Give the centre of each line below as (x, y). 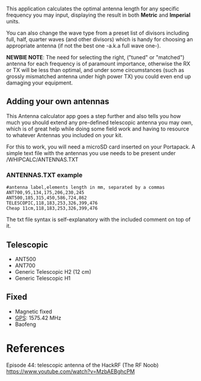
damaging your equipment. (40, 83)
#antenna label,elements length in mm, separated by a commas (85, 188)
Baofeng (25, 324)
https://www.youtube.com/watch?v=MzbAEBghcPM (70, 371)
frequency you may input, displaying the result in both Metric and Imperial (98, 15)
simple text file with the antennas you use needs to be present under (91, 153)
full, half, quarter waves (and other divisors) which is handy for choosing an (100, 39)
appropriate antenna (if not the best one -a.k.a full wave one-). (83, 46)
